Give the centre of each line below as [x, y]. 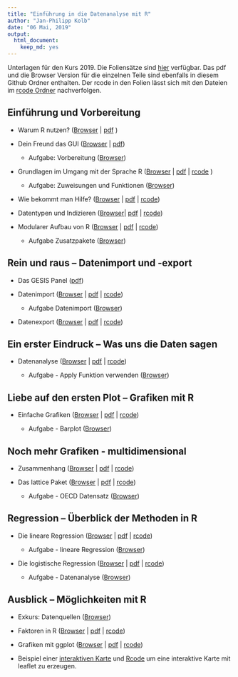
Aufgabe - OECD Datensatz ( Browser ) [84, 496]
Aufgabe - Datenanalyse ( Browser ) [79, 577]
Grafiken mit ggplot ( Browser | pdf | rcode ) [81, 644]
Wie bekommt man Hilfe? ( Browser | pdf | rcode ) [89, 199]
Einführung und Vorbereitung [74, 112]
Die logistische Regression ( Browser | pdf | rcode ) [91, 563]
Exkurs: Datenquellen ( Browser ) [64, 617]
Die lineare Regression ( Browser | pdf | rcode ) [85, 536]
